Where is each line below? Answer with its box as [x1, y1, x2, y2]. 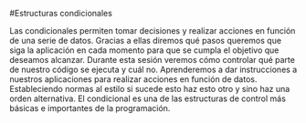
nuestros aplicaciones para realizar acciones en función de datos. [9, 74, 258, 85]
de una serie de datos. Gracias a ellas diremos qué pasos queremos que [9, 36, 281, 46]
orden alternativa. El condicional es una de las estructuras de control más [9, 93, 286, 104]
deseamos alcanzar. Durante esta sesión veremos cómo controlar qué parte [9, 55, 295, 65]
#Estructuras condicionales [9, 8, 112, 18]
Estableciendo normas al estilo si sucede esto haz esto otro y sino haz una [9, 84, 290, 94]
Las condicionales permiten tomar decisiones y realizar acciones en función [9, 26, 296, 36]
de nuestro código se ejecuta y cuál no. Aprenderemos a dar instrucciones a [9, 64, 298, 75]
